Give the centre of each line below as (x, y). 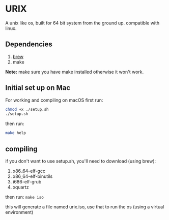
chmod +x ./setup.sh (27, 109)
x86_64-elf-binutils (33, 176)
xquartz (21, 187)
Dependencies (29, 44)
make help (16, 133)
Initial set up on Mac (38, 88)
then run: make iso (25, 197)
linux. (11, 28)
